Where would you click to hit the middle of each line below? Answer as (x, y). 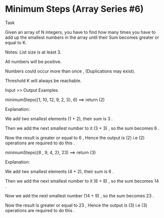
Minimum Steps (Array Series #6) (74, 9)
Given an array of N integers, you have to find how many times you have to (80, 32)
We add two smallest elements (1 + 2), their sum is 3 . (59, 118)
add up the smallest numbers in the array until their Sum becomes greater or (82, 37)
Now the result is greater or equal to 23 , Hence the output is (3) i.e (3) (76, 205)
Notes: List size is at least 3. (33, 52)
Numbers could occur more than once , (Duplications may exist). (70, 71)
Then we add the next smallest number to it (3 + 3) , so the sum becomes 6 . (82, 128)
